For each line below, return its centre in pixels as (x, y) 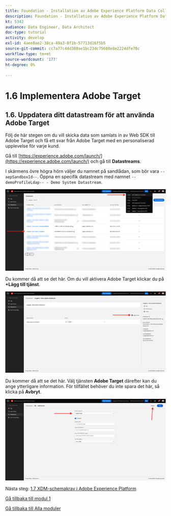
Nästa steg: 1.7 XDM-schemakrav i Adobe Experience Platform (71, 488)
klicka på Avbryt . (23, 392)
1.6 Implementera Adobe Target (73, 96)
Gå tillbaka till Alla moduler (33, 508)
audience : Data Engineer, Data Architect (50, 27)
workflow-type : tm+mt (28, 54)
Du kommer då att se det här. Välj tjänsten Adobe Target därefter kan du (81, 381)
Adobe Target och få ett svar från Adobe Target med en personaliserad (80, 141)
